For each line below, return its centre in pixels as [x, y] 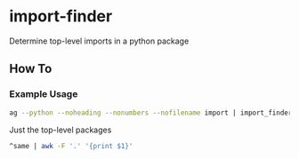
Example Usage [44, 94]
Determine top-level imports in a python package [99, 41]
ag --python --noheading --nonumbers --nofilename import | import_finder [151, 113]
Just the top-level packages [61, 130]
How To [31, 69]
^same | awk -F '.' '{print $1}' [71, 146]
